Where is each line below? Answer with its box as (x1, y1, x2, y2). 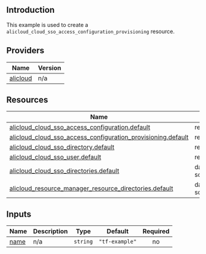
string (74, 238, 93, 245)
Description (32, 227, 69, 236)
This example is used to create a (6, 21, 89, 28)
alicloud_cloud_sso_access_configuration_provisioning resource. (6, 28, 175, 35)
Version (37, 64, 61, 72)
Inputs (6, 209, 32, 219)
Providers (6, 45, 45, 56)
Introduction (6, 5, 55, 15)
